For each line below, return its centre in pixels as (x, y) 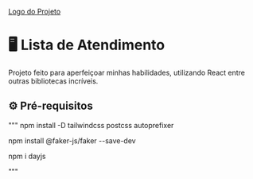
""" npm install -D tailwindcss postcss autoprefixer (91, 125)
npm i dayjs (27, 156)
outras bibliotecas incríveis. (53, 81)
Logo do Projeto (35, 12)
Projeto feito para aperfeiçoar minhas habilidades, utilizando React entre (127, 72)
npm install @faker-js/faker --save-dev (72, 140)
